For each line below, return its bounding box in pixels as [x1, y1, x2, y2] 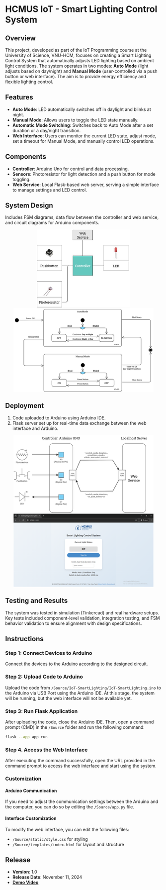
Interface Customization [5, 815, 57, 821]
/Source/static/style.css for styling [12, 836, 88, 842]
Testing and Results [5, 596, 68, 605]
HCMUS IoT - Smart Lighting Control [5, 3, 158, 15]
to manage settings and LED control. [12, 187, 87, 193]
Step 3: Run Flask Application [5, 707, 78, 714]
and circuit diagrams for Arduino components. [5, 220, 99, 226]
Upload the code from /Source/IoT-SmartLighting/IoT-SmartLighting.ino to [5, 685, 162, 691]
